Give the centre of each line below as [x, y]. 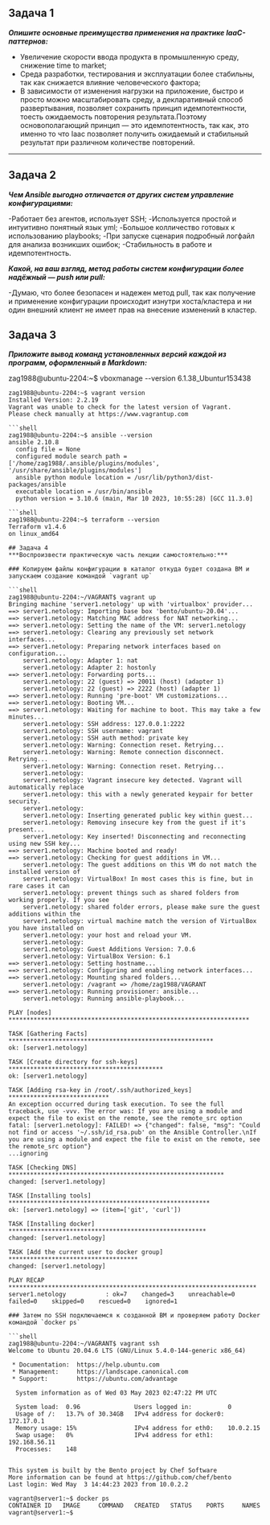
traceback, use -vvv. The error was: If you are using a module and [125, 1111]
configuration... [37, 654]
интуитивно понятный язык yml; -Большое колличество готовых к [122, 227]
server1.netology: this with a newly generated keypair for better [138, 795]
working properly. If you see [59, 901]
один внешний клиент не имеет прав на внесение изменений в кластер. [133, 310]
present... [27, 830]
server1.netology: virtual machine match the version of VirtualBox [140, 921]
